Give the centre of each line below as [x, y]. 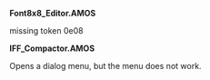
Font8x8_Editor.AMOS [53, 13]
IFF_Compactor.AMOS [52, 48]
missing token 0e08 [46, 30]
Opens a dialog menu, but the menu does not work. [105, 66]
